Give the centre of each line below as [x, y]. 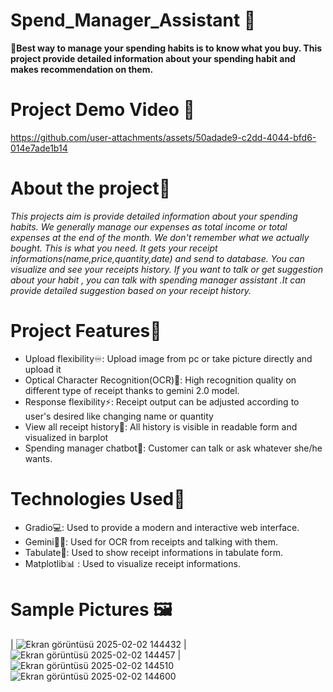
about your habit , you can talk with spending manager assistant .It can [158, 280]
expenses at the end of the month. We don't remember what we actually [160, 237]
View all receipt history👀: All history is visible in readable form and [161, 426]
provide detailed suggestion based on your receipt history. [131, 290]
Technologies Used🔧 [98, 498]
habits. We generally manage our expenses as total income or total [149, 226]
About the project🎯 [91, 188]
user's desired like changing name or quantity [119, 416]
